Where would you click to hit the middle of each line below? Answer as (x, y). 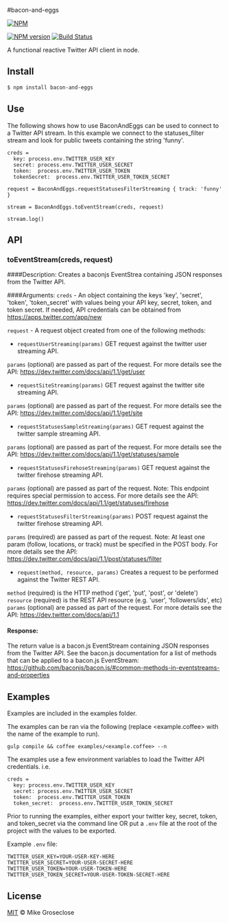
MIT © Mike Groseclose (41, 913)
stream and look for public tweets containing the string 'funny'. (96, 140)
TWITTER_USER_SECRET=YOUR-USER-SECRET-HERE (70, 863)
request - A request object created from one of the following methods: (106, 330)
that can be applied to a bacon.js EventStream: (73, 661)
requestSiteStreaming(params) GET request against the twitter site (111, 385)
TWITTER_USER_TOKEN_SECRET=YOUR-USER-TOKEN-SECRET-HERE (88, 875)
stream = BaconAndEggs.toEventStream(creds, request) (86, 207)
